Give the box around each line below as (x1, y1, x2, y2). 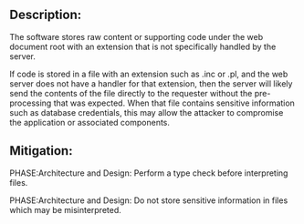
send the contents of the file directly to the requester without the (9, 87, 253, 98)
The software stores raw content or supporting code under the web (9, 31, 264, 42)
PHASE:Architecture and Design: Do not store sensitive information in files (9, 195, 288, 206)
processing (9, 97, 52, 108)
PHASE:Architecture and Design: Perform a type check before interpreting (9, 168, 288, 178)
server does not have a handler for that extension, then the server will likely (9, 77, 293, 89)
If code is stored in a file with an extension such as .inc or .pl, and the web (9, 68, 288, 79)
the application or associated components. (9, 117, 171, 127)
